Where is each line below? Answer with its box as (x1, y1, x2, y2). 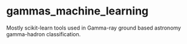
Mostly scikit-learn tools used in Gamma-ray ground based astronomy (6, 24, 182, 31)
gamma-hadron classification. (6, 30, 81, 37)
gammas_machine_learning (6, 4, 149, 18)
